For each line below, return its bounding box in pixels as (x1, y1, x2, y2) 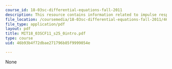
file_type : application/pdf (5, 21, 66, 27)
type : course (5, 36, 33, 41)
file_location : (5, 17, 38, 22)
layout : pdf (5, 26, 31, 31)
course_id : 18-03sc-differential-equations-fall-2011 (5, 7, 123, 13)
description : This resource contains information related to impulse (5, 12, 157, 17)
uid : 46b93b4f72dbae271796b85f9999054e (5, 41, 91, 46)
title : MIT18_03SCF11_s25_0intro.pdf (5, 31, 86, 36)
